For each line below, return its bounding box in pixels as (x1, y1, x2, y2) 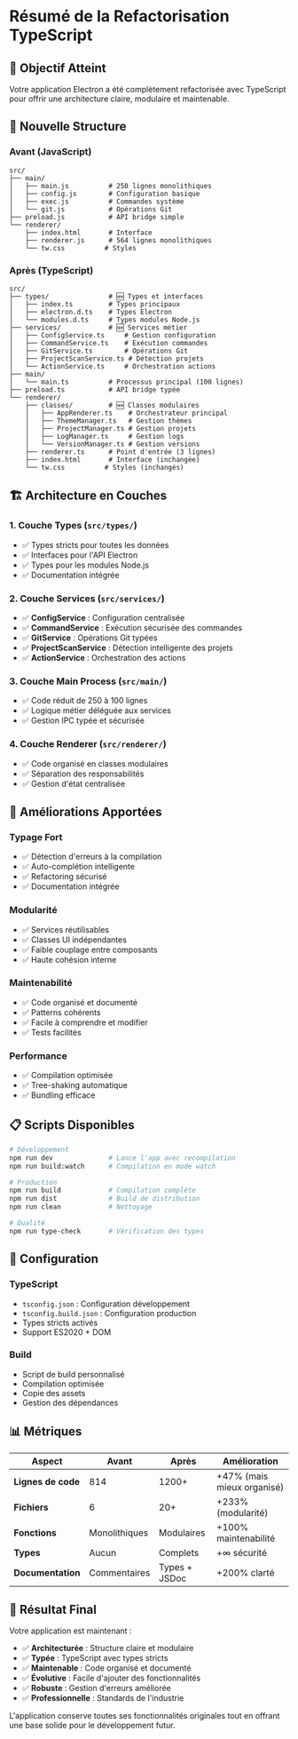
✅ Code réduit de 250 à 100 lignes (21, 695, 148, 706)
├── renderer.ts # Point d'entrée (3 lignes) (25, 447, 216, 457)
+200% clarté (216, 1566, 275, 1578)
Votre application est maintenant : (9, 1625, 132, 1636)
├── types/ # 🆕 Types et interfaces (9, 291, 204, 301)
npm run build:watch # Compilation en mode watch (9, 1162, 216, 1171)
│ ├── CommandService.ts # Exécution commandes (9, 338, 208, 347)
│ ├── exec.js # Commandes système (9, 197, 184, 206)
